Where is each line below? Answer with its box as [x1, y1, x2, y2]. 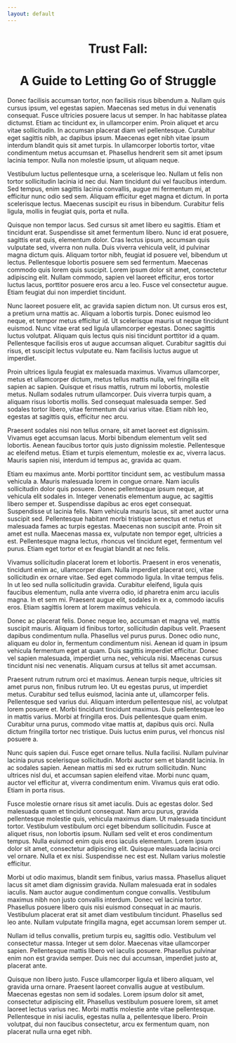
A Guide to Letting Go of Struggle [20, 73, 216, 89]
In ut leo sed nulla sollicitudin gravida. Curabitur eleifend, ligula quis [7, 580, 203, 588]
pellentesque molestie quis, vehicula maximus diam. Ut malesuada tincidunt [7, 814, 226, 823]
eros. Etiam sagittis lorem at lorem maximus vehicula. [7, 602, 162, 611]
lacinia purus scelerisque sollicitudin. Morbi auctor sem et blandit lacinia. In [7, 756, 225, 764]
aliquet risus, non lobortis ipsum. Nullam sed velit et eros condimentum [7, 829, 213, 837]
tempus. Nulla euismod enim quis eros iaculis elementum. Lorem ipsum [7, 837, 214, 845]
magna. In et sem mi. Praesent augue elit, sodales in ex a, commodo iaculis [7, 595, 225, 604]
